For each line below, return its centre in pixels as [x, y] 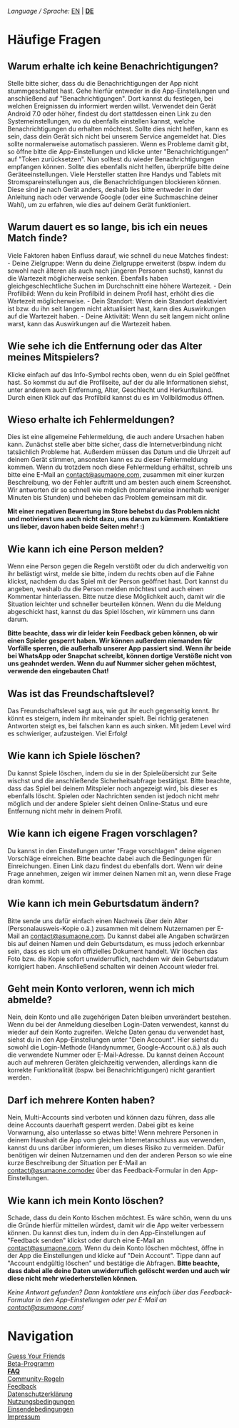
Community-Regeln [36, 1379]
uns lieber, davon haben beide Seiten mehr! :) [76, 527]
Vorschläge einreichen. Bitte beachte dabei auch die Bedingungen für [110, 858]
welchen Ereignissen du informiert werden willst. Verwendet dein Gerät [112, 106]
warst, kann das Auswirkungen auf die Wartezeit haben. [90, 323]
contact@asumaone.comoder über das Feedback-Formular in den [105, 1170]
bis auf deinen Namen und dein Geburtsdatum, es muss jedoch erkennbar [116, 943]
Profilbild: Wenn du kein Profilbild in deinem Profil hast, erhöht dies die [111, 293]
